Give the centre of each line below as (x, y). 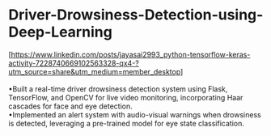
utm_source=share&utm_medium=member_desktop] (96, 71)
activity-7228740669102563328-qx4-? (74, 63)
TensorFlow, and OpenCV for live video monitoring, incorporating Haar (126, 97)
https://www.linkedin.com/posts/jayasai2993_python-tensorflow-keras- (131, 54)
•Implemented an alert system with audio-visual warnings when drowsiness (135, 114)
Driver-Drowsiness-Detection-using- (136, 15)
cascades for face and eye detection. (70, 106)
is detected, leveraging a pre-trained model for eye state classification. (126, 123)
